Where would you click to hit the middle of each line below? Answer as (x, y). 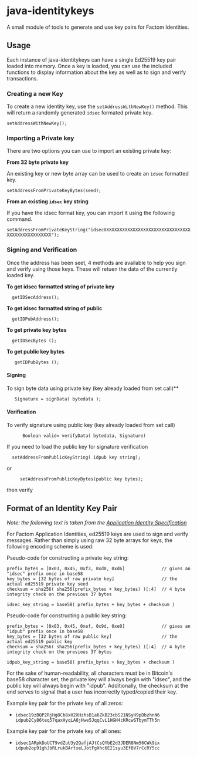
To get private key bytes (37, 329)
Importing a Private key (40, 138)
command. (20, 219)
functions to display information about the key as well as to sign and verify (96, 72)
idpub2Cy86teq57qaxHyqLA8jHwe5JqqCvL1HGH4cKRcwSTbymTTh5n (87, 720)
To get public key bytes (36, 351)
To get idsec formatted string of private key (61, 287)
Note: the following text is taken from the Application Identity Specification (97, 522)
